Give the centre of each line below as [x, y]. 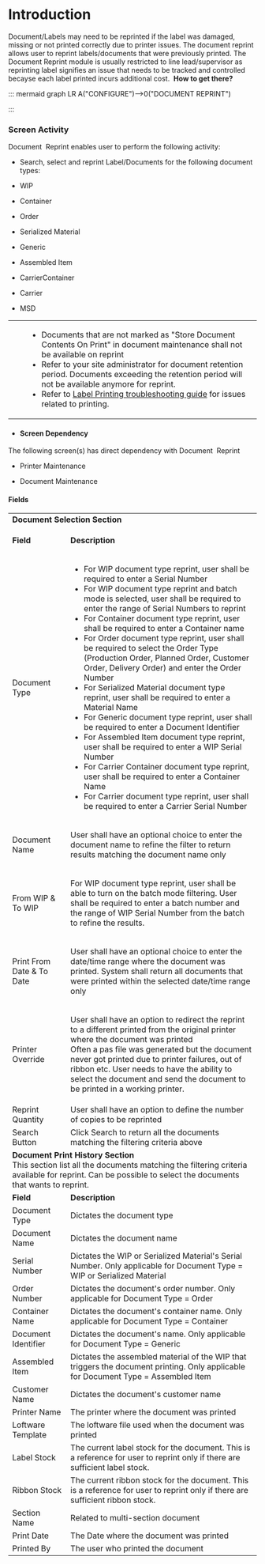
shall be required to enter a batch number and [155, 903]
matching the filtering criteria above [136, 1142]
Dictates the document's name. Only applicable [158, 1334]
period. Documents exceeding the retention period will [142, 375]
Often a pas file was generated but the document [161, 1049]
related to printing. [75, 404]
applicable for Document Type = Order [142, 1298]
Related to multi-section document [135, 1517]
